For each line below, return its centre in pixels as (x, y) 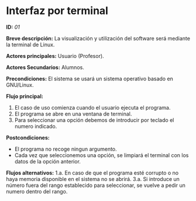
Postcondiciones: (28, 137)
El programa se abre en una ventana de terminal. (73, 114)
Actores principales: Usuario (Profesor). (55, 56)
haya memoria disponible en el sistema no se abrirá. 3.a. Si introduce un (93, 179)
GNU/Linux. (20, 85)
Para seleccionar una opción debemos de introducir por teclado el (94, 120)
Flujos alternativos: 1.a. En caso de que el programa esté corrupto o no (92, 173)
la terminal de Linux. (30, 45)
